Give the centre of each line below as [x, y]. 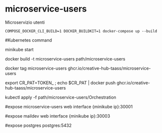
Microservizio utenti [25, 22]
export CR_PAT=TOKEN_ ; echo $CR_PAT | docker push [60, 83]
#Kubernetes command [29, 40]
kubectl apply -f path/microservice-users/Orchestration [61, 97]
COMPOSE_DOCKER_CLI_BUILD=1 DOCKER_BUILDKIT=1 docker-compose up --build [81, 31]
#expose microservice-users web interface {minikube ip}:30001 [69, 106]
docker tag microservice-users [36, 68]
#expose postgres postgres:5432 [38, 125]
